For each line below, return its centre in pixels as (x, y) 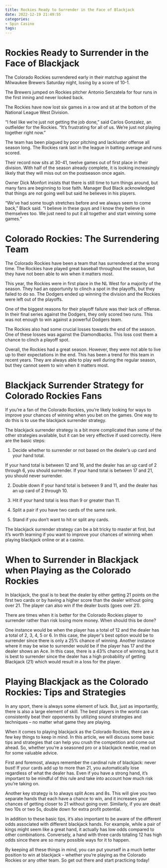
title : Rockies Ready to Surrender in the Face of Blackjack (70, 10)
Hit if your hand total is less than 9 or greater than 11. (66, 500)
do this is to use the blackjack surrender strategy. (56, 420)
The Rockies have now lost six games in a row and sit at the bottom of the (81, 107)
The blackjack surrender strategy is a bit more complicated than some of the (83, 430)
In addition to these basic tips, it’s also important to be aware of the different (83, 819)
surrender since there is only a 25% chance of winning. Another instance (80, 641)
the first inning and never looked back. (45, 98)
